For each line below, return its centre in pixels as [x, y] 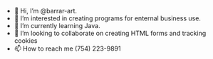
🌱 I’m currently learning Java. [57, 26]
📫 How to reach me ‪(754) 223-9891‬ [67, 48]
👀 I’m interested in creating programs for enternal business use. [108, 18]
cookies [26, 41]
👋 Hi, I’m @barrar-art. [45, 11]
